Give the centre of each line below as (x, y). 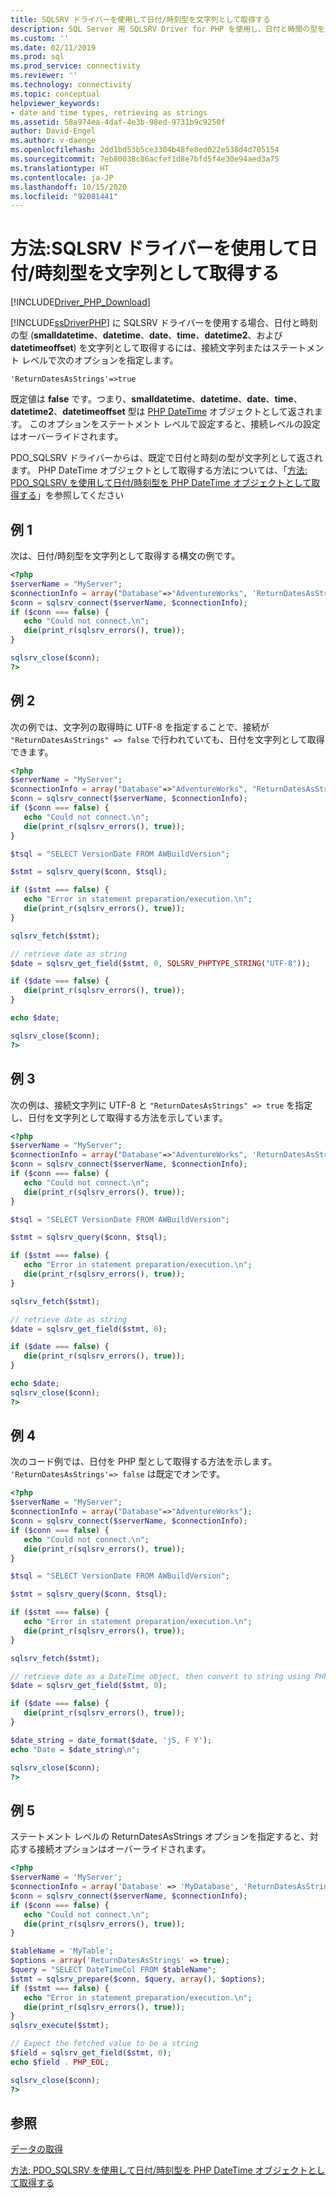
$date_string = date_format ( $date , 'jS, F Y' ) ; (111, 1740)
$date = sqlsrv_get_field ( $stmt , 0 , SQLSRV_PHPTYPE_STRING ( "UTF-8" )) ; (160, 963)
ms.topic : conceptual (55, 94)
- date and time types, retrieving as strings (109, 112)
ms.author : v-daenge (53, 141)
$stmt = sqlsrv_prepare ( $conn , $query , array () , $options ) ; (138, 1979)
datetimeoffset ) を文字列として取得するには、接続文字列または (141, 348)
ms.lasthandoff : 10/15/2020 (69, 187)
